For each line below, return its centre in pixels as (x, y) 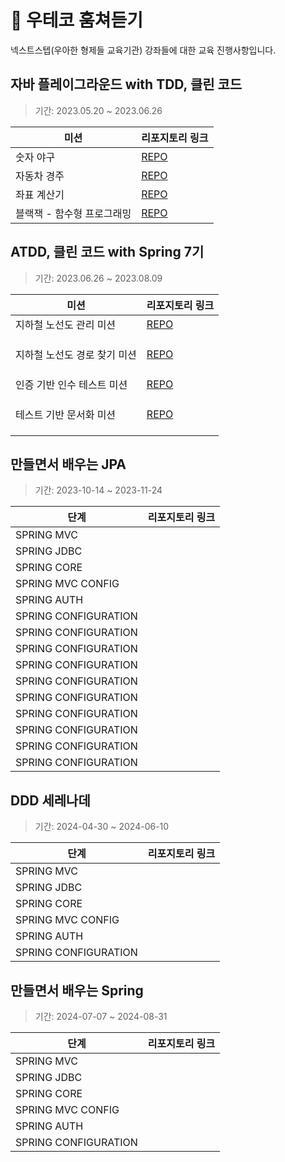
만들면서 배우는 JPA (68, 464)
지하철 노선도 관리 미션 (66, 324)
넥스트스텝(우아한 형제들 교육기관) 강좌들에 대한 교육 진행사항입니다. (143, 50)
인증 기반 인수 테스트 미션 (71, 384)
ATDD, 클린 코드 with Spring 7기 (107, 252)
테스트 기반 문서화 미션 (66, 414)
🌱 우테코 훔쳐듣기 (76, 20)
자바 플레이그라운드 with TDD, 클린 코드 (126, 84)
